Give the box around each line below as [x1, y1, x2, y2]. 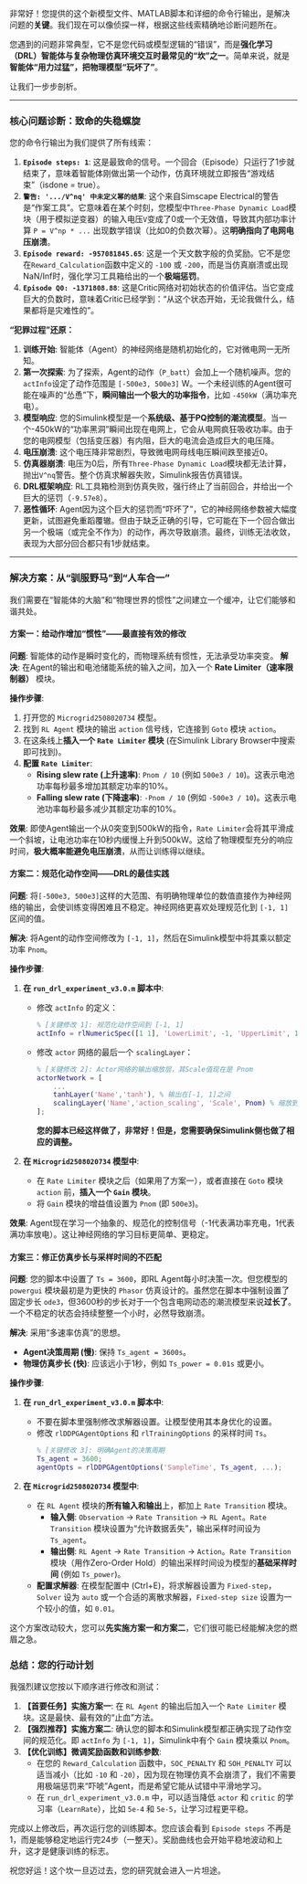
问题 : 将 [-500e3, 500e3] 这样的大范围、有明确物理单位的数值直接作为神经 [9, 890, 284, 901]
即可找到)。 [22, 746, 67, 757]
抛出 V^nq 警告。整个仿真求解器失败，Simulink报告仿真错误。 [22, 470, 249, 481]
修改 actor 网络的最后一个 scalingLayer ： [36, 1046, 194, 1057]
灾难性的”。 [54, 305, 99, 316]
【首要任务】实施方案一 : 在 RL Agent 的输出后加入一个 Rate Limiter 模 [22, 1700, 287, 1711]
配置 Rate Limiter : [22, 757, 93, 768]
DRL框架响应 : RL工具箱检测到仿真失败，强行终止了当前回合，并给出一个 [22, 481, 293, 492]
